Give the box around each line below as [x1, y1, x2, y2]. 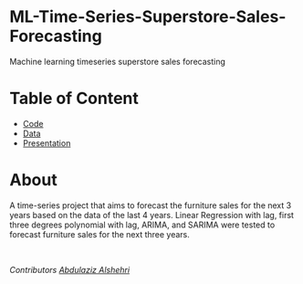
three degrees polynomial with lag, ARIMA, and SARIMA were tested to [9, 219, 276, 230]
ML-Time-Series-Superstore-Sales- [9, 6, 287, 27]
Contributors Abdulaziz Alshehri [9, 264, 131, 275]
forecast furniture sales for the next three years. [9, 228, 190, 239]
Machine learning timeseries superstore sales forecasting [9, 56, 226, 67]
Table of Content [9, 89, 140, 109]
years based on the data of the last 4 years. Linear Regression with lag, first [9, 209, 295, 220]
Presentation [22, 137, 71, 148]
